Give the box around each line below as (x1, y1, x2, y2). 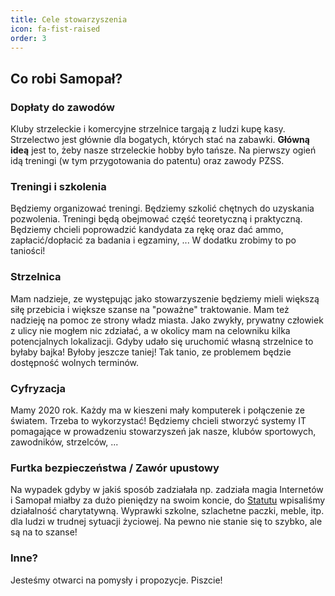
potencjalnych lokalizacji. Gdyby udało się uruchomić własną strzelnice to (10, 335, 314, 347)
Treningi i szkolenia (10, 179, 107, 193)
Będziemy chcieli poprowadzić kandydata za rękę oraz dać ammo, (10, 224, 284, 236)
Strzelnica (10, 270, 62, 284)
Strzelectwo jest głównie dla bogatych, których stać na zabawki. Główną (10, 134, 310, 146)
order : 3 (10, 33, 47, 43)
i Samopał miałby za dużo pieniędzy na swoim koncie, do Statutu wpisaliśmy (10, 494, 326, 506)
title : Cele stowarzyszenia (10, 14, 128, 25)
